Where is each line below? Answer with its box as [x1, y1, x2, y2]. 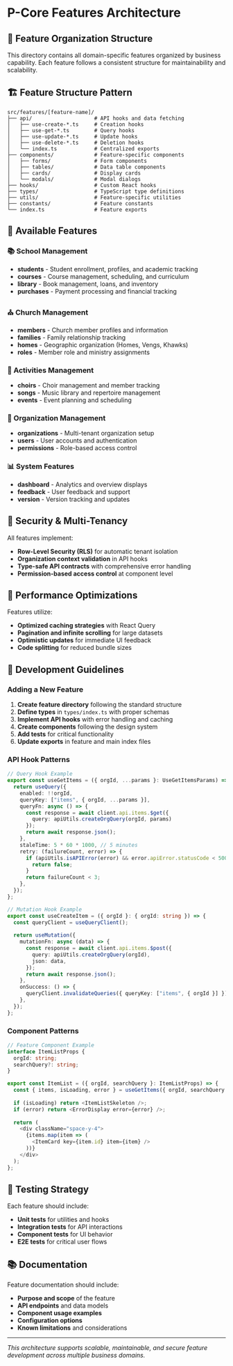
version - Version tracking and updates [17, 495, 130, 503]
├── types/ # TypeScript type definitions [7, 188, 185, 195]
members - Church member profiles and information [17, 326, 169, 334]
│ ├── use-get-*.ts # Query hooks [7, 127, 135, 134]
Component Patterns [7, 1026, 79, 1035]
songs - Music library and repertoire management [17, 388, 161, 397]
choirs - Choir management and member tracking [17, 381, 160, 390]
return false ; [32, 861, 73, 868]
